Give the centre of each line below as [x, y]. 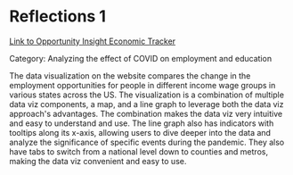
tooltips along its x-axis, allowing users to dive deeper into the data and [140, 132]
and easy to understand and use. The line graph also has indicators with [142, 123]
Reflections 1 [58, 17]
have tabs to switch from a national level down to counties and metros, [139, 151]
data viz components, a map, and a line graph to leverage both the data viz [146, 104]
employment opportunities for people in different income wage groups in [142, 85]
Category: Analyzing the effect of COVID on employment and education [141, 58]
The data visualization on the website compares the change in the [130, 75]
